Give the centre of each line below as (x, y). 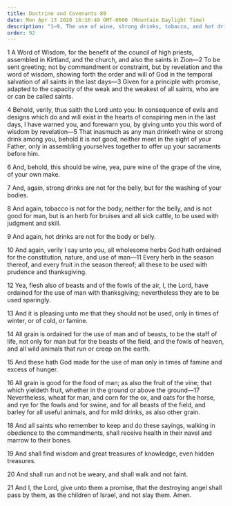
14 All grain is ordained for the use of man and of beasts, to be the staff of (112, 334)
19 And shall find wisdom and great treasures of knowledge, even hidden (111, 454)
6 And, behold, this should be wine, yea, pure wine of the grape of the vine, (115, 167)
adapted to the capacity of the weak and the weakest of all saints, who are (113, 89)
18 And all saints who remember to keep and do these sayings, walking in (111, 426)
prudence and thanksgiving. (47, 272)
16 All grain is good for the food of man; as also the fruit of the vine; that (109, 383)
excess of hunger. (33, 369)
